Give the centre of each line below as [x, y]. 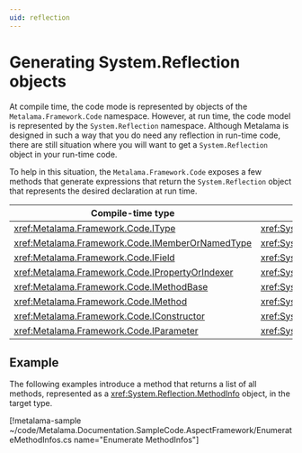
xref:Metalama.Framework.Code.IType [95, 228]
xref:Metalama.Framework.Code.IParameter [107, 331]
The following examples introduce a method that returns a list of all [133, 385]
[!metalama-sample [45, 421]
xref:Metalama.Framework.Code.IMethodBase [111, 286]
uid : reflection [40, 18]
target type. [31, 403]
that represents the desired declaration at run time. [103, 191]
